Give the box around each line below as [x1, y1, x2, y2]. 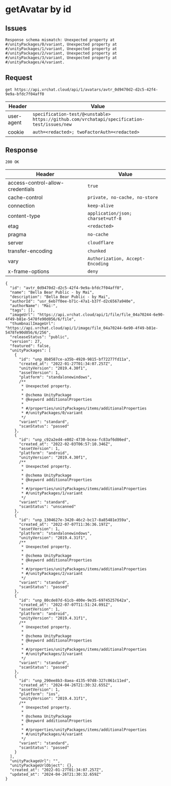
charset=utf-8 [87, 215, 122, 221]
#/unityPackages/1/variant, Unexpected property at [5, 46, 117, 52]
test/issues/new [32, 121, 72, 127]
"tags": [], [10, 308, 36, 313]
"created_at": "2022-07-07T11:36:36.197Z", [18, 522, 113, 527]
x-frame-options [8, 268, 49, 275]
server [8, 239, 24, 246]
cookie [8, 129, 24, 136]
